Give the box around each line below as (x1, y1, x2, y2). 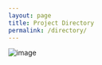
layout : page (8, 11, 52, 20)
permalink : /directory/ (8, 26, 88, 34)
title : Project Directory (8, 19, 94, 27)
